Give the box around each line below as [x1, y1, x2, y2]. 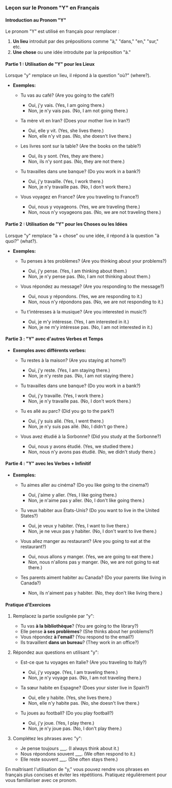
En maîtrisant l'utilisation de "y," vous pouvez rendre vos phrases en [5, 766, 149, 773]
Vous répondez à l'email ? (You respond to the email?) [20, 634, 135, 640]
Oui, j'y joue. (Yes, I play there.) [28, 720, 94, 726]
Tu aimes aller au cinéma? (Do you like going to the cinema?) [20, 482, 149, 488]
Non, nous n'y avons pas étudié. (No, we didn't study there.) [28, 449, 156, 455]
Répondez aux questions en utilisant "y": [12, 649, 99, 655]
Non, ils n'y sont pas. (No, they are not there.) [28, 158, 125, 164]
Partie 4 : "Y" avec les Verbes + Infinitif [5, 461, 91, 467]
